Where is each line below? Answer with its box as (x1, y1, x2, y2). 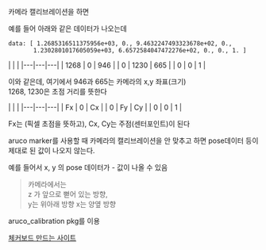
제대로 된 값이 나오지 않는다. (8, 146, 95, 155)
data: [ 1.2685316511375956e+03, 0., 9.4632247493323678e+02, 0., (8, 40, 233, 48)
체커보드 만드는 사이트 (8, 233, 77, 242)
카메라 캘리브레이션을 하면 (8, 7, 90, 16)
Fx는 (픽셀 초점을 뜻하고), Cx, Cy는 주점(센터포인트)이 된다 (8, 119, 191, 129)
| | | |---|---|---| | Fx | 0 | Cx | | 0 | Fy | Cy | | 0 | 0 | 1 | (8, 102, 183, 112)
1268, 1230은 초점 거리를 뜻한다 (8, 87, 107, 96)
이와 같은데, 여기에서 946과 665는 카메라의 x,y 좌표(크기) (8, 77, 187, 86)
